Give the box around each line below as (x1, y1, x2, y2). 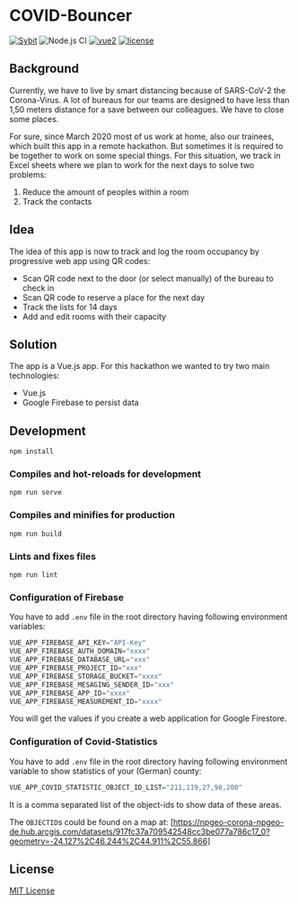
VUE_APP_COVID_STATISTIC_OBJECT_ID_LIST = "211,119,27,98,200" (9, 783, 243, 792)
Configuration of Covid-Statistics (9, 735, 158, 748)
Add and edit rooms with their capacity (22, 311, 167, 321)
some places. (9, 113, 59, 124)
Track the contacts (22, 196, 92, 206)
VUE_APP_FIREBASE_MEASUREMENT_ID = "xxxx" (9, 697, 163, 706)
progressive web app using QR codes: (9, 255, 151, 266)
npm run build (9, 529, 63, 539)
